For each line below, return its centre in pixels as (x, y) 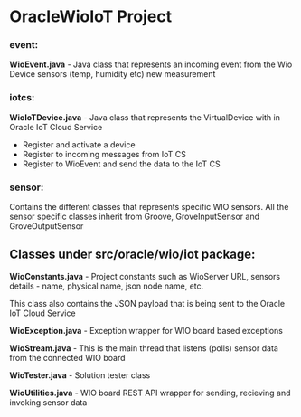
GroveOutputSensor (47, 226)
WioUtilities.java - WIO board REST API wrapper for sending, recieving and (150, 393)
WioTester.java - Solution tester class (80, 375)
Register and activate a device (79, 144)
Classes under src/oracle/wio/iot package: (132, 255)
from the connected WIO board (67, 357)
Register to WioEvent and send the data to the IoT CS (122, 164)
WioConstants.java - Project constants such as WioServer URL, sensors (145, 276)
